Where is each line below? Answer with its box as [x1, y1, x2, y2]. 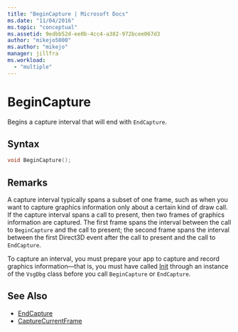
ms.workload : [7, 57, 46, 64]
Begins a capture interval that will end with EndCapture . [7, 117, 168, 126]
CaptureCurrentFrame [17, 316, 82, 325]
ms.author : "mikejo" [7, 43, 69, 50]
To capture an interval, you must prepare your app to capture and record [7, 255, 220, 263]
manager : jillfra [7, 50, 59, 58]
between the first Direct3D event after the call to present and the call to [7, 233, 216, 242]
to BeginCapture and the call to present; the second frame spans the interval [7, 225, 229, 235]
